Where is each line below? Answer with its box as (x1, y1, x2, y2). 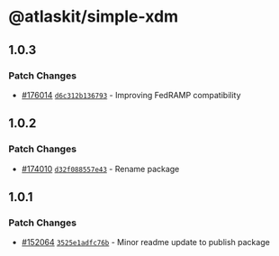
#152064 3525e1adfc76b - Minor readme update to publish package (21, 237, 271, 248)
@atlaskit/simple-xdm (8, 6, 179, 27)
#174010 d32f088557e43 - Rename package (21, 163, 180, 174)
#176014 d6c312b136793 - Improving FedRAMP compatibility (21, 89, 241, 100)
